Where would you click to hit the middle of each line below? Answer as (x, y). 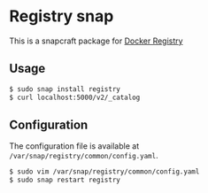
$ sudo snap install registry (65, 89)
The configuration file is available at (74, 146)
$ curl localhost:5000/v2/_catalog (75, 97)
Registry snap (62, 16)
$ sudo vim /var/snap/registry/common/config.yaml (104, 172)
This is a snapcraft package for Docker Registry (96, 41)
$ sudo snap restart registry (65, 180)
